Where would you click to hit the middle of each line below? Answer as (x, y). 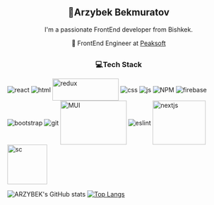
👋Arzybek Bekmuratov (119, 12)
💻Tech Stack (119, 64)
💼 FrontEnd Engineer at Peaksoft (119, 43)
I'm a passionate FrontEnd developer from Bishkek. (119, 29)
